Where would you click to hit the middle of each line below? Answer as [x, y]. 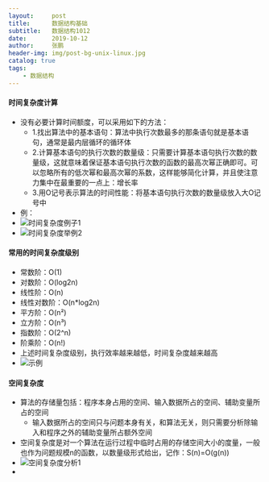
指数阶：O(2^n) [46, 333]
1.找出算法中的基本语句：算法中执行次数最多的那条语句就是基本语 [141, 132]
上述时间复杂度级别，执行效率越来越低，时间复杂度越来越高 [119, 353]
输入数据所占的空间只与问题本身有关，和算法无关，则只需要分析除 [141, 422]
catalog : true [32, 61]
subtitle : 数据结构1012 [50, 31]
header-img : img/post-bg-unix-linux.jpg [77, 53]
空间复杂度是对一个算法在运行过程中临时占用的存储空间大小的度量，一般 [140, 443]
